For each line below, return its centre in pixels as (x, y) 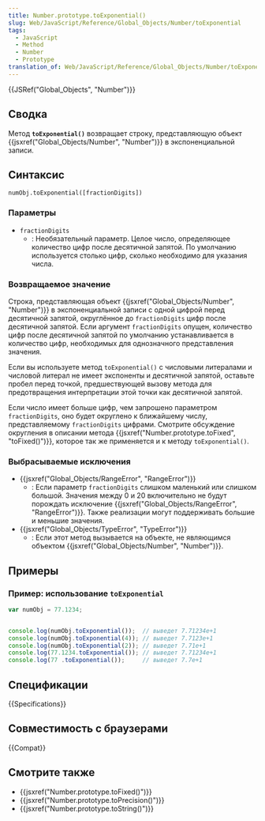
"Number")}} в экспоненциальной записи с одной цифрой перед (117, 310)
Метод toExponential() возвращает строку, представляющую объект (125, 133)
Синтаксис (36, 175)
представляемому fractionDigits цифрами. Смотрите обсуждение (121, 424)
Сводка (28, 114)
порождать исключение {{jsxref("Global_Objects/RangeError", (134, 504)
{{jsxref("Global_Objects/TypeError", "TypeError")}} (103, 529)
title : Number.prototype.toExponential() (77, 15)
